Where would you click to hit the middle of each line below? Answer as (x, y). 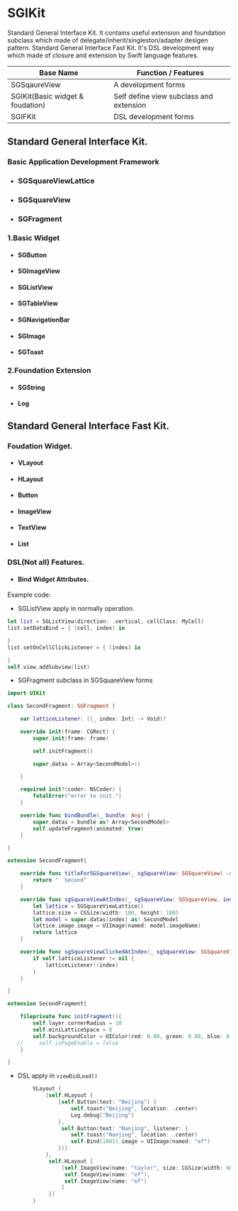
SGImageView (39, 271)
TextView (32, 528)
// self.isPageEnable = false (68, 1043)
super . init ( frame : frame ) (71, 738)
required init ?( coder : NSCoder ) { (71, 789)
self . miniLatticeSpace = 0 (73, 1030)
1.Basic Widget (34, 237)
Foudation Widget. (40, 446)
